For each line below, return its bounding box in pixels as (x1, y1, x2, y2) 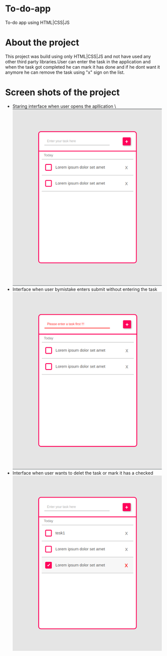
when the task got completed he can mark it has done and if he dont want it (5, 64, 160, 70)
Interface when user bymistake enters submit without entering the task (12, 286, 158, 292)
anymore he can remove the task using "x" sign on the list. (5, 69, 125, 75)
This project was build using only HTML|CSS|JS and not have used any (5, 53, 151, 59)
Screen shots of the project (5, 87, 120, 98)
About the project (5, 37, 80, 48)
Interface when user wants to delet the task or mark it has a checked (12, 470, 153, 476)
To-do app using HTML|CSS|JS (5, 19, 70, 25)
